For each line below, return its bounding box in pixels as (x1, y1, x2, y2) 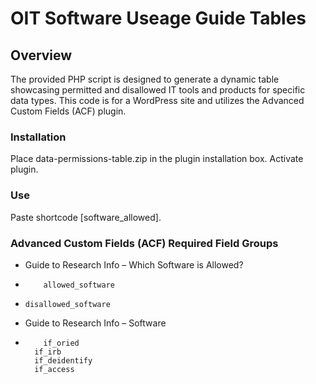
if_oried (43, 338, 80, 348)
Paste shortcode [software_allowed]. (10, 211, 162, 223)
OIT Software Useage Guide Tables (10, 7, 307, 30)
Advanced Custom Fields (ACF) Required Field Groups (10, 236, 279, 250)
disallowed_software (24, 299, 111, 309)
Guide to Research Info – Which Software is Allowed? (24, 258, 244, 271)
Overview (10, 47, 73, 64)
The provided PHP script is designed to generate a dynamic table (10, 73, 280, 85)
